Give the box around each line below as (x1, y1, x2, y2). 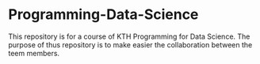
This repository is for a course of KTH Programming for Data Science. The (8, 32, 250, 41)
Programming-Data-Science (8, 6, 199, 24)
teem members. (8, 48, 60, 58)
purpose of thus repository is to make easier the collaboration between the (8, 40, 253, 49)
